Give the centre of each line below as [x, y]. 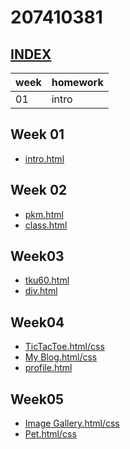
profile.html [48, 368]
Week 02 [39, 190]
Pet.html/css [50, 434]
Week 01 [37, 134]
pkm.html [44, 214]
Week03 [37, 256]
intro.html [44, 158]
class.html [46, 225]
